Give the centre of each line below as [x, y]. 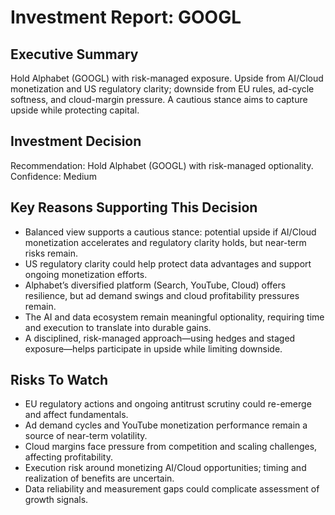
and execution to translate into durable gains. [118, 327]
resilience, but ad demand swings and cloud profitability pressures [162, 295]
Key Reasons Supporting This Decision [134, 207]
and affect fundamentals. [76, 415]
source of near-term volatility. [86, 436]
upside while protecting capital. [75, 110]
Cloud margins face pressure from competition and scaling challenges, [171, 447]
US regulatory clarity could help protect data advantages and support [168, 263]
